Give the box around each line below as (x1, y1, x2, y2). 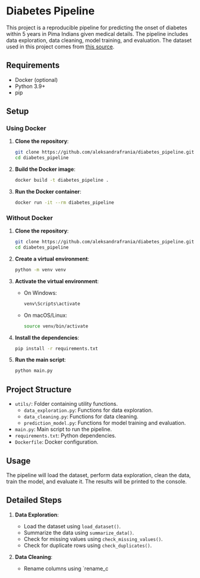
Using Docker (6, 124, 47, 133)
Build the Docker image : (14, 166, 76, 173)
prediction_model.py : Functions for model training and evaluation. (23, 420, 186, 427)
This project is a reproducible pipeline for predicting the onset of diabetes (6, 24, 187, 31)
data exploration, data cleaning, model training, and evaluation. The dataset (6, 36, 192, 44)
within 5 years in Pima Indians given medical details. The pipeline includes (6, 30, 189, 37)
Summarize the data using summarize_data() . (23, 529, 134, 536)
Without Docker (6, 213, 53, 222)
